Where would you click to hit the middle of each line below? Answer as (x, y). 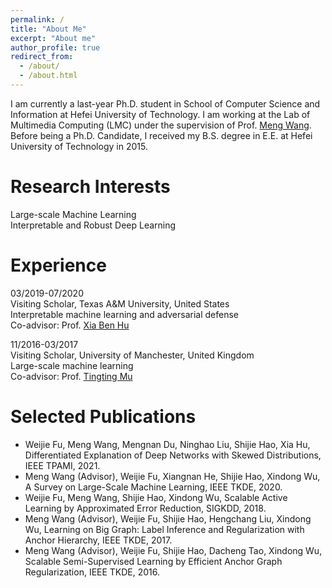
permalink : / (37, 19)
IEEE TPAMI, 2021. (62, 465)
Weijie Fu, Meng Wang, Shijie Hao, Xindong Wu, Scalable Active (156, 497)
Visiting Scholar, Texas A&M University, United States (120, 303)
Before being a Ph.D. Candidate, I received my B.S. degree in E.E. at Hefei (161, 135)
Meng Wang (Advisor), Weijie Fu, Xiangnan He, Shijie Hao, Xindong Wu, (172, 476)
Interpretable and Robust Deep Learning (93, 225)
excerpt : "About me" (53, 38)
